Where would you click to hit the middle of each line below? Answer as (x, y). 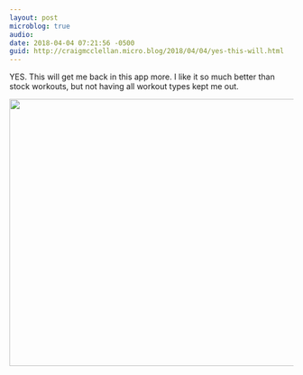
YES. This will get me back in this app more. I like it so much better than (142, 77)
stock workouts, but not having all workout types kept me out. (124, 87)
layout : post (34, 18)
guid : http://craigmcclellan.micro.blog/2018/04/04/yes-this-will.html (147, 51)
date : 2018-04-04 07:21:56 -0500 (72, 43)
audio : (22, 34)
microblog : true (40, 26)
